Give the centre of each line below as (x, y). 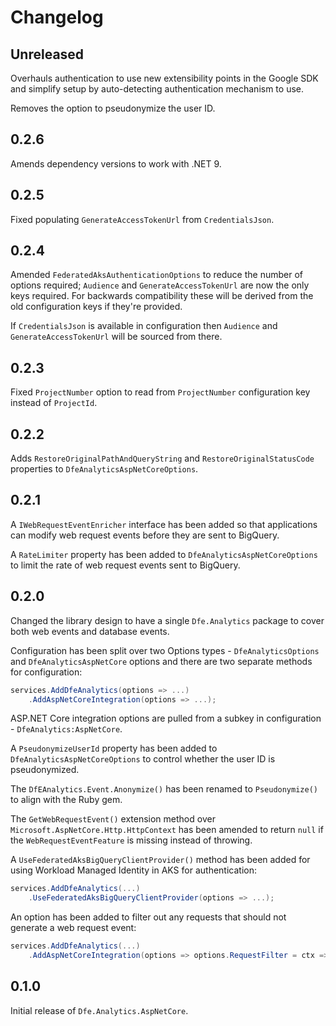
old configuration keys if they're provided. (96, 307)
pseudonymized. (45, 770)
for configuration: (46, 672)
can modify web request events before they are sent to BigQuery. (145, 535)
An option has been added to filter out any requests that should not (148, 917)
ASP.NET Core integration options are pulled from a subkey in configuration (166, 718)
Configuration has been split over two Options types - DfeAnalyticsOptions (165, 650)
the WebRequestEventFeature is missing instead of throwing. (131, 840)
